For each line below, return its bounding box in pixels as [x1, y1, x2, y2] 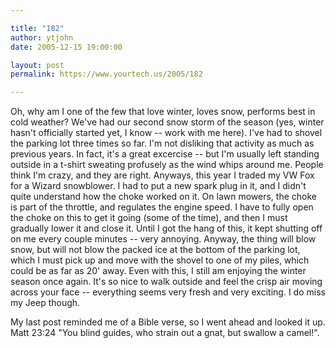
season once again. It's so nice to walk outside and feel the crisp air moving [10, 276, 323, 288]
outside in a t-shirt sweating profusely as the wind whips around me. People [10, 159, 324, 171]
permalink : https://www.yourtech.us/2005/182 [10, 69, 203, 80]
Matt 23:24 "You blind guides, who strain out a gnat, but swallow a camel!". [10, 327, 320, 339]
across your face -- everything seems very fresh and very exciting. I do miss [10, 286, 326, 298]
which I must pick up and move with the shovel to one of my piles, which [10, 254, 310, 266]
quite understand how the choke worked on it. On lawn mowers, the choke [10, 191, 317, 203]
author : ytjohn [10, 32, 74, 43]
